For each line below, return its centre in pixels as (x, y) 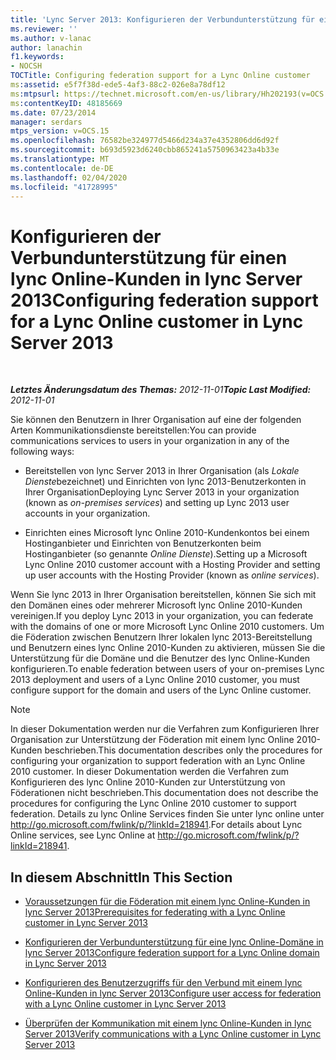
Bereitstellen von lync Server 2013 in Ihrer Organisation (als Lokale (162, 471)
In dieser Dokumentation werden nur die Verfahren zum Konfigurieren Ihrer (165, 729)
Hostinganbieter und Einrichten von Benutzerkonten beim (143, 543)
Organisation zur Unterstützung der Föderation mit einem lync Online (152, 740)
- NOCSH (26, 66)
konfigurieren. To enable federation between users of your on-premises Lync (167, 669)
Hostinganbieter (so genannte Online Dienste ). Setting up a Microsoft (166, 554)
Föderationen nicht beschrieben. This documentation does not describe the (164, 793)
